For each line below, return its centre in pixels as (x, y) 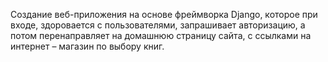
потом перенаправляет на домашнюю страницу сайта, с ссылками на (161, 35)
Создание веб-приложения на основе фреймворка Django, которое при (164, 14)
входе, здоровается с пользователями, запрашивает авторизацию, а (158, 25)
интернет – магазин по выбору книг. (87, 46)
